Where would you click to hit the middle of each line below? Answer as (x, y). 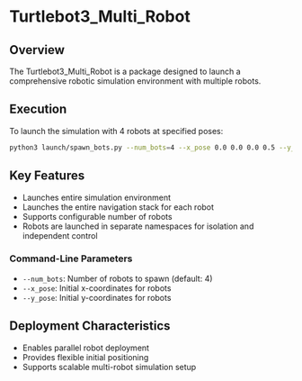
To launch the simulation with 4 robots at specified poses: (116, 131)
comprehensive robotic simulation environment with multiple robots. (135, 81)
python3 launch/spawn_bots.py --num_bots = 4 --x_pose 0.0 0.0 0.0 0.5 (142, 147)
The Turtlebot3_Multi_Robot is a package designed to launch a (125, 71)
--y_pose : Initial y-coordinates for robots (97, 297)
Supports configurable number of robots (97, 216)
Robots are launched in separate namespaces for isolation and (138, 226)
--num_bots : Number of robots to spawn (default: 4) (117, 278)
